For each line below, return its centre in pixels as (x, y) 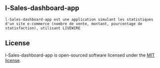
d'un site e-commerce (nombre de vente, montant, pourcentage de (74, 24)
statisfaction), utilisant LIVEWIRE (43, 28)
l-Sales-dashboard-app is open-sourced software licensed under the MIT (80, 55)
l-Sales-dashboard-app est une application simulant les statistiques (79, 19)
